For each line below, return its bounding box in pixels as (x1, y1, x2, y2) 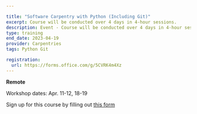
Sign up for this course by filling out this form (6, 101, 116, 108)
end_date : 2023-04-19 (6, 36, 59, 42)
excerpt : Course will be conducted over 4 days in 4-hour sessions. (6, 19, 177, 25)
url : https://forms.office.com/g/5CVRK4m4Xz (11, 62, 122, 68)
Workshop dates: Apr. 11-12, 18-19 (6, 89, 88, 96)
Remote (6, 78, 26, 85)
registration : (6, 57, 41, 63)
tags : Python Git (6, 46, 49, 53)
